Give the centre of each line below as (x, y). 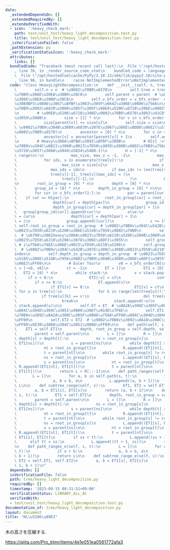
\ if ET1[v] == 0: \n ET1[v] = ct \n (89, 287)
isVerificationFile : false (38, 475)
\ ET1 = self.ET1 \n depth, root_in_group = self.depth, (86, 329)
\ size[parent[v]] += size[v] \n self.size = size (88, 122)
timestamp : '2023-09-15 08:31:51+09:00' (53, 489)
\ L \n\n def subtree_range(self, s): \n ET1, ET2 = (80, 385)
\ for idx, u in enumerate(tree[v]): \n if (89, 160)
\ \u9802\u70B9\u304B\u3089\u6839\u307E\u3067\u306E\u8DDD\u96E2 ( (86, 127)
